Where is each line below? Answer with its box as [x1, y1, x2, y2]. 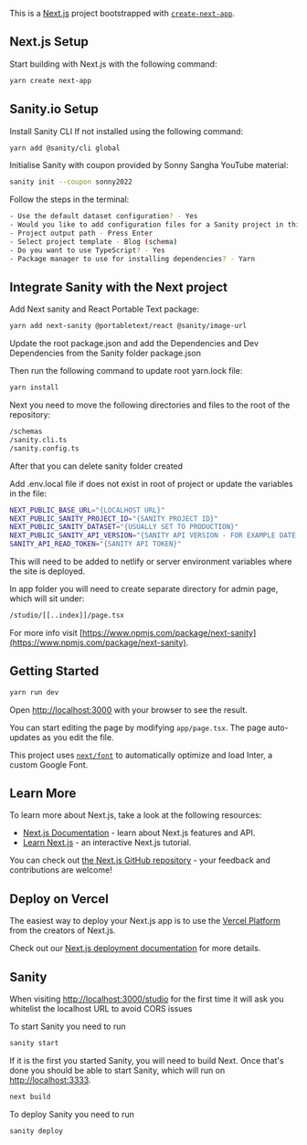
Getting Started [9, 663, 100, 679]
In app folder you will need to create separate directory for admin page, [9, 584, 279, 595]
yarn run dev [9, 687, 59, 697]
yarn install [9, 383, 59, 392]
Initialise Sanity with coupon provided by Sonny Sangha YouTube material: [9, 160, 289, 171]
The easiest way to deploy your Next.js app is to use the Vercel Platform [9, 916, 281, 927]
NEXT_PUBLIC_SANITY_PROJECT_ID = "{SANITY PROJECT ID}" [9, 514, 219, 524]
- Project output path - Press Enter [9, 228, 153, 238]
